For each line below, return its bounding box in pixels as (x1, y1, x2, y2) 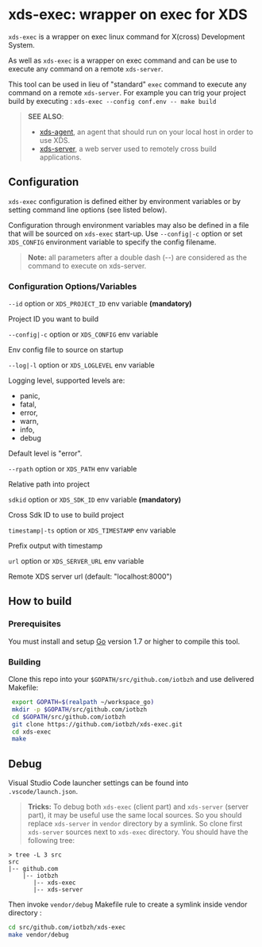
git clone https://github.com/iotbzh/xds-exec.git (11, 720, 183, 728)
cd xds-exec (11, 728, 52, 736)
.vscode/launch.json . (8, 787, 79, 796)
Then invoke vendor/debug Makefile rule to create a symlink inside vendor (8, 899, 248, 910)
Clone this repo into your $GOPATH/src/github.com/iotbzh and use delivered (8, 675, 254, 684)
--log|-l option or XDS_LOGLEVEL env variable (8, 360, 155, 370)
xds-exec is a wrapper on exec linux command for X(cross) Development (8, 32, 245, 41)
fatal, (19, 399, 37, 410)
